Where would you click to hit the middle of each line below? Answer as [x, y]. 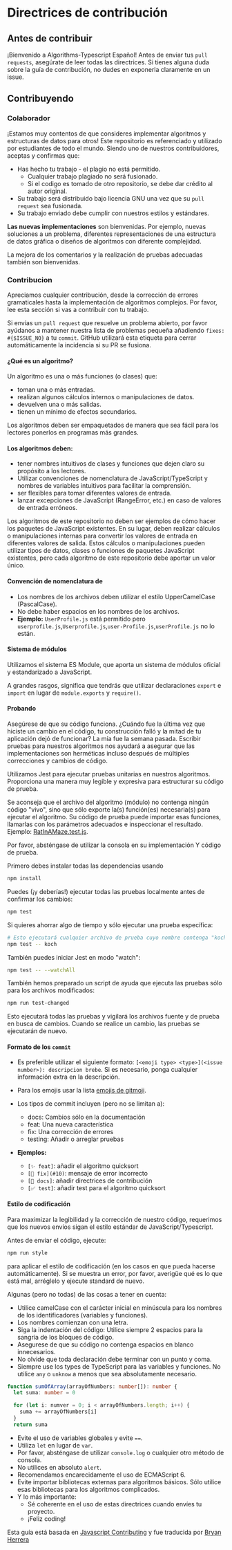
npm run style [28, 1253]
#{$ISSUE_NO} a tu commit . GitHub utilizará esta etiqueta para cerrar [102, 338]
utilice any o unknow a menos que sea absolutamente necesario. [107, 1374]
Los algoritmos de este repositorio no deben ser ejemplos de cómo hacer [112, 521]
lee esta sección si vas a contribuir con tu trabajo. [78, 309]
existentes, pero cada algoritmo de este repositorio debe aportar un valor [112, 558]
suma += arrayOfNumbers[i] [58, 1412]
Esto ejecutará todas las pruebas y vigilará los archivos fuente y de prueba [113, 1016]
